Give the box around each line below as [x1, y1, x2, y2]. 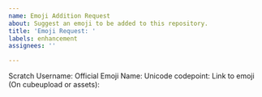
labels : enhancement [8, 34, 79, 43]
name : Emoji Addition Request [8, 11, 111, 20]
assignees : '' [8, 42, 57, 50]
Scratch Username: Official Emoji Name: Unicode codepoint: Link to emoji [8, 71, 255, 81]
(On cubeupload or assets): [8, 80, 100, 90]
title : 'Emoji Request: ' [8, 27, 96, 35]
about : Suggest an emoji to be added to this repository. [8, 19, 208, 27]
